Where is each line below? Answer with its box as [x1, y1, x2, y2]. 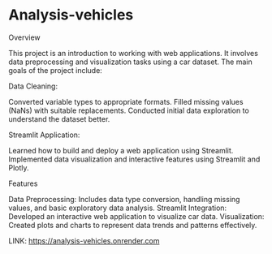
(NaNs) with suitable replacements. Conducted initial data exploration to [8, 105, 249, 115]
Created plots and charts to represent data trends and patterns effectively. [8, 220, 257, 230]
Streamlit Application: [8, 130, 80, 140]
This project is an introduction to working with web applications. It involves [8, 48, 258, 58]
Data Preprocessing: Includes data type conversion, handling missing [8, 194, 240, 204]
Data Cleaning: [8, 81, 58, 91]
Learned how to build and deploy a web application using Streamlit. [8, 145, 234, 155]
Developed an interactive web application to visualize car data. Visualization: [8, 211, 265, 221]
